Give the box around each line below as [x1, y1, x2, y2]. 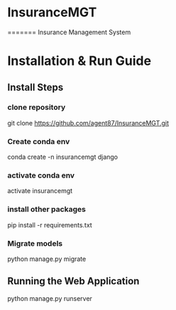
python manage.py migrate [7, 254, 87, 263]
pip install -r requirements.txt [7, 220, 92, 229]
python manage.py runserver [7, 294, 92, 303]
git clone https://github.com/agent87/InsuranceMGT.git [7, 118, 169, 127]
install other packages [7, 205, 87, 215]
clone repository [7, 103, 66, 113]
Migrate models [7, 238, 63, 248]
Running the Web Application [7, 275, 140, 287]
